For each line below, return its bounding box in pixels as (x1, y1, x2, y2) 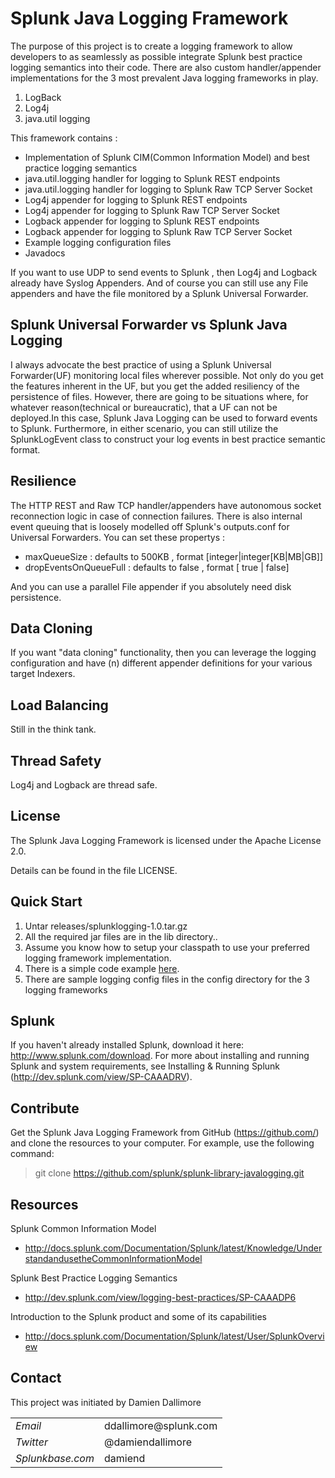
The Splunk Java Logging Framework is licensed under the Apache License (10, 834, 322, 846)
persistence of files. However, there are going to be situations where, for (10, 390, 309, 402)
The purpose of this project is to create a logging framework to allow (10, 40, 293, 52)
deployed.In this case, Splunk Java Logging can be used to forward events (10, 412, 318, 424)
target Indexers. (10, 668, 76, 680)
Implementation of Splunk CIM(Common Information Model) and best (24, 151, 310, 163)
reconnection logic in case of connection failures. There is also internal (10, 510, 303, 522)
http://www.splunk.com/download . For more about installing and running (10, 1050, 310, 1062)
